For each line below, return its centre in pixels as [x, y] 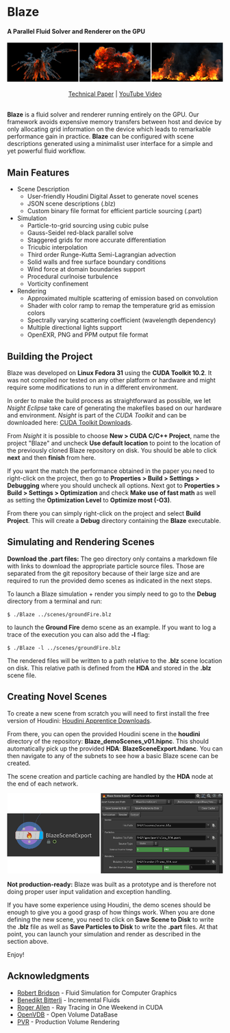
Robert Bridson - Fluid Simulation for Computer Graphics [97, 993]
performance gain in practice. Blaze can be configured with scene [101, 136]
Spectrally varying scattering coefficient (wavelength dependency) [122, 320]
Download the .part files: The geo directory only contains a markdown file [112, 559]
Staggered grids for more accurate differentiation [97, 240]
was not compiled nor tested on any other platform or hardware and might [111, 380]
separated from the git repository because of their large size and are [104, 573]
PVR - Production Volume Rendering [68, 1021]
